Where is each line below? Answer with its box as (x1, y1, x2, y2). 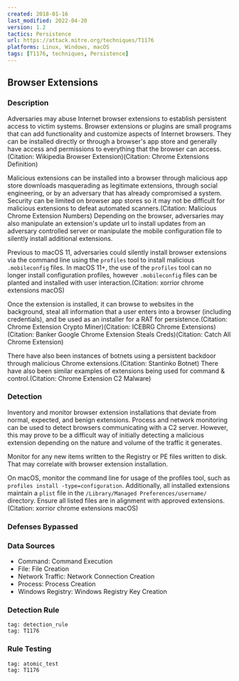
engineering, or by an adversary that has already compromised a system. (7, 188, 222, 197)
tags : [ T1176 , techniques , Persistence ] (7, 51, 129, 58)
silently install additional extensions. (7, 234, 113, 242)
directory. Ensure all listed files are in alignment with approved (7, 496, 190, 505)
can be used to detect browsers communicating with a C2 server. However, (7, 423, 228, 431)
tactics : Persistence (7, 30, 72, 38)
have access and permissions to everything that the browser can (7, 144, 198, 153)
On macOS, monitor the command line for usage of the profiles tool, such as (7, 473, 230, 482)
